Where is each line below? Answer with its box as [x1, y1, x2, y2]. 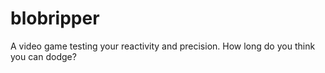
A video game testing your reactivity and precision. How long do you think [10, 40, 316, 52]
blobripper [10, 7, 100, 30]
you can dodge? [10, 50, 77, 62]
